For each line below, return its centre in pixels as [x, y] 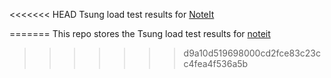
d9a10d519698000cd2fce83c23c [252, 53]
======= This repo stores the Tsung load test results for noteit [140, 33]
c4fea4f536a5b [216, 63]
